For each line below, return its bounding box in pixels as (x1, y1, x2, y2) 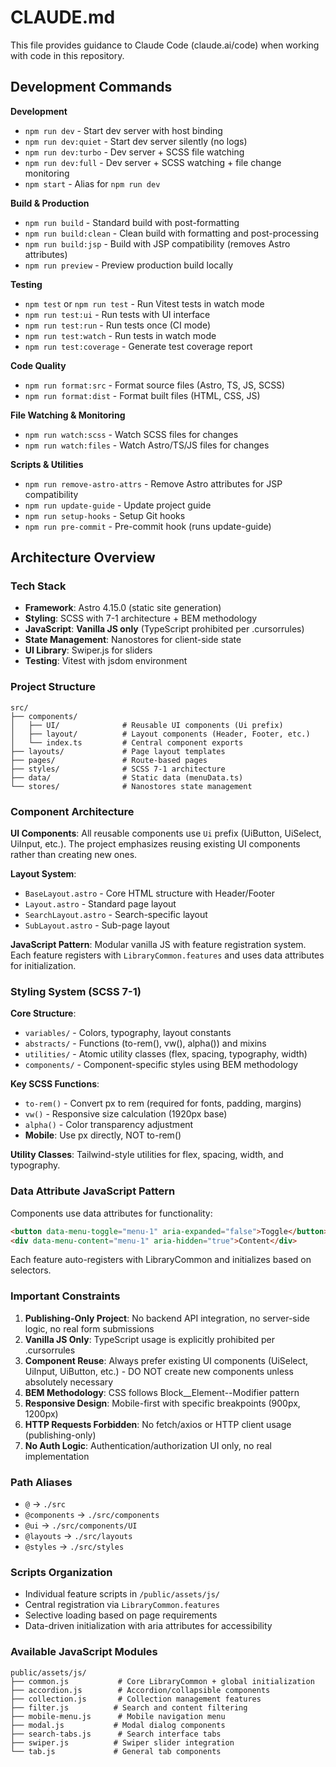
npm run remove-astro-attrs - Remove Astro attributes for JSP (24, 477, 283, 490)
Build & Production (10, 197, 90, 209)
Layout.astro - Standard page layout (24, 898, 177, 910)
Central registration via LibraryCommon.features (24, 1599, 220, 1611)
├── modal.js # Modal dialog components (10, 1720, 226, 1730)
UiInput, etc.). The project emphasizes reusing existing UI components (10, 838, 301, 850)
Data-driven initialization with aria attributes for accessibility (24, 1620, 273, 1632)
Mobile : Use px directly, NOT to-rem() (24, 1129, 182, 1141)
